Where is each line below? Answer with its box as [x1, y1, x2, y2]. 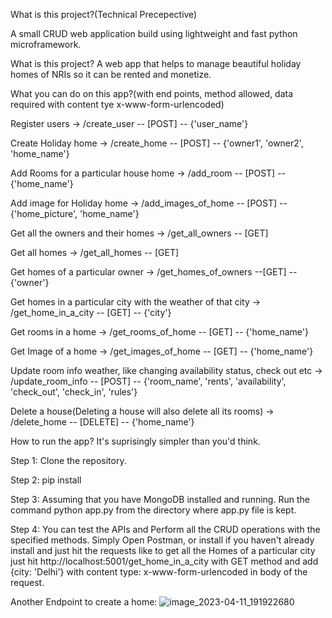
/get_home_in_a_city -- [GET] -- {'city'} [10, 307, 172, 318]
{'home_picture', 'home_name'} [10, 208, 140, 219]
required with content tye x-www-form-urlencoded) [10, 99, 225, 110]
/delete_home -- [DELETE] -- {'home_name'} [10, 416, 195, 428]
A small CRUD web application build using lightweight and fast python [10, 28, 298, 39]
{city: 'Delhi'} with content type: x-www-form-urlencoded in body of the [10, 566, 308, 578]
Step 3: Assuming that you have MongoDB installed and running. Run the [10, 494, 310, 505]
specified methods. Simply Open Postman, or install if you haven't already [10, 534, 315, 546]
